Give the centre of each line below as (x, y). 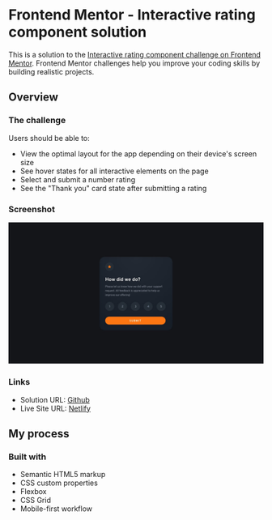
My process (39, 434)
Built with (28, 457)
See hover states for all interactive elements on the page (114, 171)
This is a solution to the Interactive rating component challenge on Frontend (135, 54)
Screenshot (32, 209)
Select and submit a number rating (78, 179)
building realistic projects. (51, 71)
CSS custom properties (59, 483)
